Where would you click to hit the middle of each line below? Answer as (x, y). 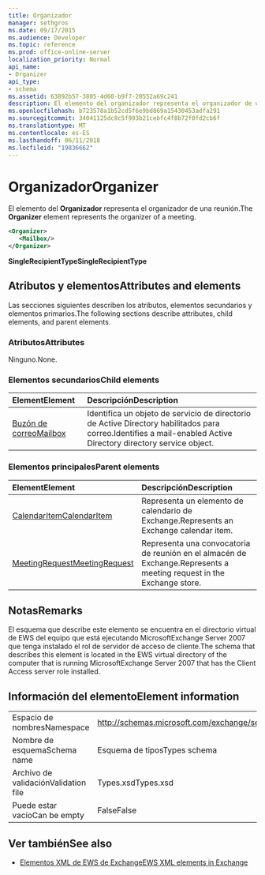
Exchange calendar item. (187, 530)
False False (117, 810)
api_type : (24, 81)
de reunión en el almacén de (194, 553)
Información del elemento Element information (124, 696)
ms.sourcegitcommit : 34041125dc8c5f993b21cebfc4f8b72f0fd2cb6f (114, 118)
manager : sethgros (38, 23)
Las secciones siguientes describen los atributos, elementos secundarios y (130, 305)
